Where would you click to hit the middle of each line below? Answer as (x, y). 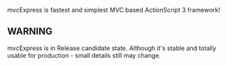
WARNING (30, 31)
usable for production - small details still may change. (84, 55)
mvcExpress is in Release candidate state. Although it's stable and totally (112, 48)
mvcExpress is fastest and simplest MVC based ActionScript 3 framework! (114, 10)
